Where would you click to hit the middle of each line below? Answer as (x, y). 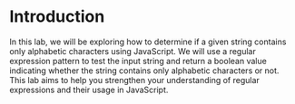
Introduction (57, 17)
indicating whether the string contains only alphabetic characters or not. (144, 71)
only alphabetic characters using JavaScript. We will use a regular (133, 51)
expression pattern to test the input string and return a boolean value (138, 61)
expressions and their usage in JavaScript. (89, 90)
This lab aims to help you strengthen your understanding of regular (135, 80)
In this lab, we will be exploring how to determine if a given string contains (148, 42)
